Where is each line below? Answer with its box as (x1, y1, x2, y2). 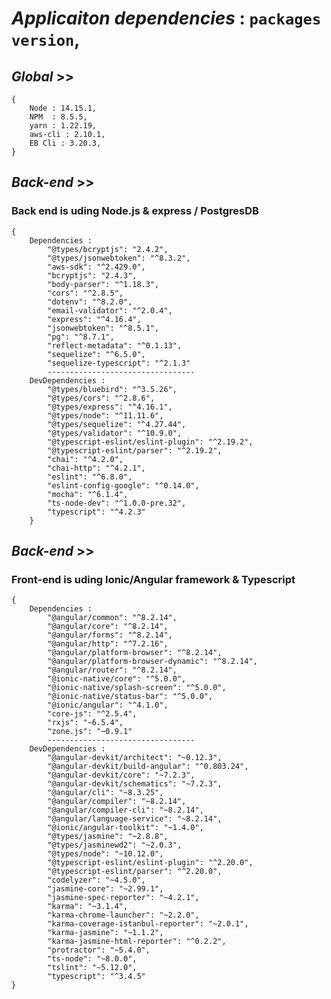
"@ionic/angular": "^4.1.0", (47, 700, 169, 711)
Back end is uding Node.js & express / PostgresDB (11, 204, 259, 218)
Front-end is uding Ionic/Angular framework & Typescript (11, 573, 296, 586)
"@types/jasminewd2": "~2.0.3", (47, 840, 183, 851)
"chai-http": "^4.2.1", (47, 463, 146, 473)
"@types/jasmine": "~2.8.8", (47, 832, 169, 842)
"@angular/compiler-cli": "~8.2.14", (47, 805, 204, 816)
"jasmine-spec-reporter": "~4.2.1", (47, 893, 200, 903)
